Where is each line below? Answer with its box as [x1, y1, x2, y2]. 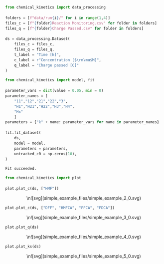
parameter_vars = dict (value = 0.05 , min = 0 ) [5, 88, 104, 93]
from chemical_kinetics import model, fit [5, 77, 95, 83]
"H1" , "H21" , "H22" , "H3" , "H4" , [14, 104, 75, 109]
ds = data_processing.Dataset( [5, 36, 70, 41]
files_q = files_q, [14, 47, 55, 52]
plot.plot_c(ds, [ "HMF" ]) [5, 186, 59, 191]
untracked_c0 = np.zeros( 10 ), [14, 151, 77, 156]
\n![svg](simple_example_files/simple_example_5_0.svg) [26, 253, 141, 259]
